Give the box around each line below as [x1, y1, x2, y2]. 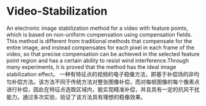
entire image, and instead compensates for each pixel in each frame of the [6, 44, 195, 51]
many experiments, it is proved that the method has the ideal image [6, 63, 177, 71]
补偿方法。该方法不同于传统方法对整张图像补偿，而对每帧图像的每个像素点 [11, 78, 200, 85]
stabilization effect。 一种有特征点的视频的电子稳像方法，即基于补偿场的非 [6, 70, 194, 77]
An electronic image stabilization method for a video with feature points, [6, 24, 188, 32]
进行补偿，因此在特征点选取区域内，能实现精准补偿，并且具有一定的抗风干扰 [6, 85, 200, 93]
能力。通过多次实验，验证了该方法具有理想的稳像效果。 [6, 93, 146, 101]
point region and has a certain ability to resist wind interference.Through [6, 57, 189, 64]
